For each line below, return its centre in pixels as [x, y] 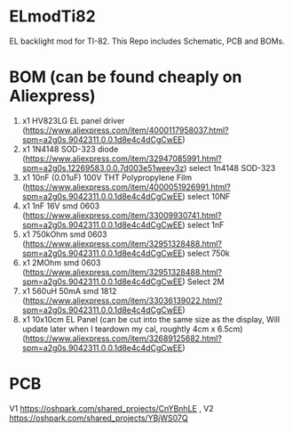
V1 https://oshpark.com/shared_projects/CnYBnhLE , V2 [112, 408]
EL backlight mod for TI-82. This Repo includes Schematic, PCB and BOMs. [147, 41]
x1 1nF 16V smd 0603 [61, 206]
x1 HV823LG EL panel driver [73, 120]
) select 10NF [206, 196]
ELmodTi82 [52, 16]
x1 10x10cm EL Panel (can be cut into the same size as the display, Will [151, 319]
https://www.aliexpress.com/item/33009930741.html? [123, 215]
